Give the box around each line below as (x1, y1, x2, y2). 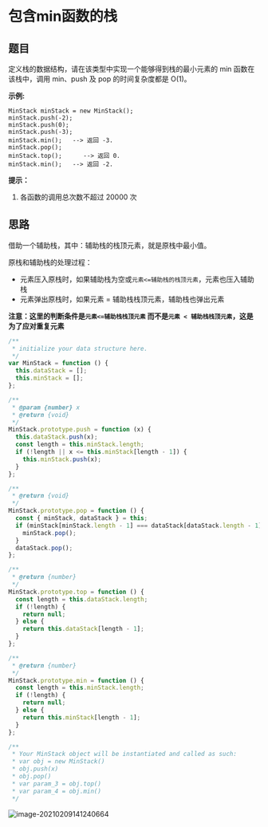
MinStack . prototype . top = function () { (8, 588, 145, 596)
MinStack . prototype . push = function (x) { (8, 426, 152, 434)
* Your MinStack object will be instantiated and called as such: (11, 750, 238, 758)
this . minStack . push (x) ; (22, 455, 102, 463)
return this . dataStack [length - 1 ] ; (22, 625, 145, 633)
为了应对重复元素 (8, 321, 65, 331)
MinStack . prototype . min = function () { (8, 676, 145, 684)
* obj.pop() (11, 773, 52, 781)
